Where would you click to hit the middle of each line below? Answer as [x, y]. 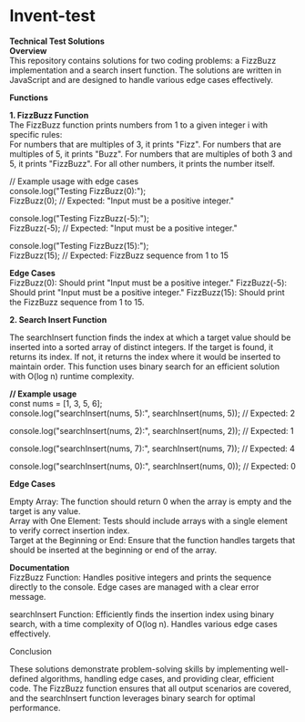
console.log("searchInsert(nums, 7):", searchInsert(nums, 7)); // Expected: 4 [152, 449]
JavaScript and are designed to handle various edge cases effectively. [142, 79]
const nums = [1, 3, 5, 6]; [56, 403]
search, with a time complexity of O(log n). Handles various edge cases [143, 624]
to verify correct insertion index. [70, 531]
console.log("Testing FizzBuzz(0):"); [78, 191]
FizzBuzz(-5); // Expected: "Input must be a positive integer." [124, 228]
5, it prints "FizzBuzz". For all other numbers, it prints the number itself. [142, 163]
